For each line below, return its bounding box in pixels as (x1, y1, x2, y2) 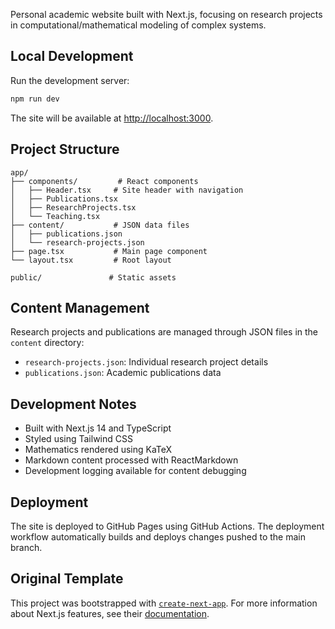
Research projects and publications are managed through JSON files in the (10, 326, 319, 338)
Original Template (10, 570, 124, 588)
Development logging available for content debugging (24, 465, 247, 477)
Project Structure (10, 141, 120, 158)
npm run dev (10, 94, 60, 104)
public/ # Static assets (10, 272, 177, 283)
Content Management (10, 299, 150, 316)
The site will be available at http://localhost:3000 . (10, 112, 214, 124)
